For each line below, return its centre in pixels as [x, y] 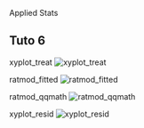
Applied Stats [34, 13]
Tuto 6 [28, 40]
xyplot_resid [32, 114]
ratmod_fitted [34, 79]
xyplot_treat [31, 62]
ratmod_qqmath [38, 96]
